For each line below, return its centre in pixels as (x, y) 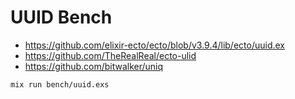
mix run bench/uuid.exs (60, 84)
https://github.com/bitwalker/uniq (94, 66)
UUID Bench (61, 17)
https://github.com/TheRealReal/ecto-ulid (110, 55)
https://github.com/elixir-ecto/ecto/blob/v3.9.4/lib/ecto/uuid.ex (155, 45)
